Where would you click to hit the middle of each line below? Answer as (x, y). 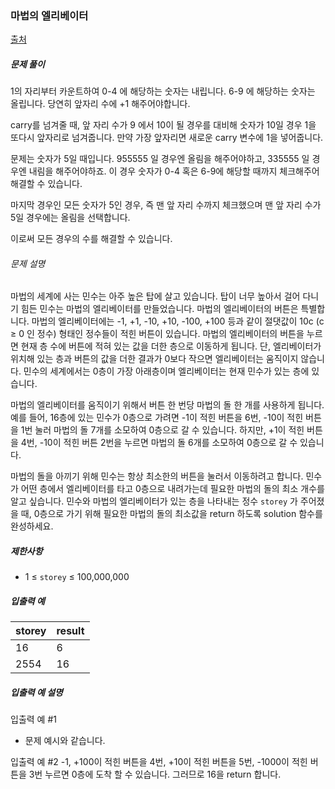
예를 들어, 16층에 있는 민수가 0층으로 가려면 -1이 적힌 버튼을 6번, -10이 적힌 (157, 418)
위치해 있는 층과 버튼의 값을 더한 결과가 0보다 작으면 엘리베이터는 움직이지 (154, 359)
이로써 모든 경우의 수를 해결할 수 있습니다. (91, 239)
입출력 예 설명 (36, 692)
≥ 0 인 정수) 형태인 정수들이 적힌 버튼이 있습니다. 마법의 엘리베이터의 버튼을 (157, 334)
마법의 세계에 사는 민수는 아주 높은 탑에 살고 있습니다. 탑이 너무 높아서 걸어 (155, 296)
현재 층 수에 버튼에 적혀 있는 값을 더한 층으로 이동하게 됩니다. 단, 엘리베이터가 (171, 346)
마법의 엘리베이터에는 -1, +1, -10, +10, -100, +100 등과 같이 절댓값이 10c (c (178, 321)
